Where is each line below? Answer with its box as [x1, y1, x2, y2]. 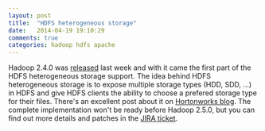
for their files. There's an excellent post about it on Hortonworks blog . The [8, 97, 251, 106]
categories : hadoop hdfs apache [8, 41, 115, 49]
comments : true [8, 33, 59, 42]
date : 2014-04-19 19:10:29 [8, 26, 105, 34]
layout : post [8, 11, 52, 20]
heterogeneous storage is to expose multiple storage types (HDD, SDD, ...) [8, 80, 252, 90]
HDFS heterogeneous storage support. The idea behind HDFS [8, 71, 212, 81]
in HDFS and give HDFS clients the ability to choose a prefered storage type [8, 88, 257, 98]
